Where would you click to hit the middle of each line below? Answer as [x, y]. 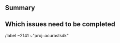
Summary [20, 8]
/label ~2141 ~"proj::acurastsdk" [37, 36]
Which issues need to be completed [60, 24]
